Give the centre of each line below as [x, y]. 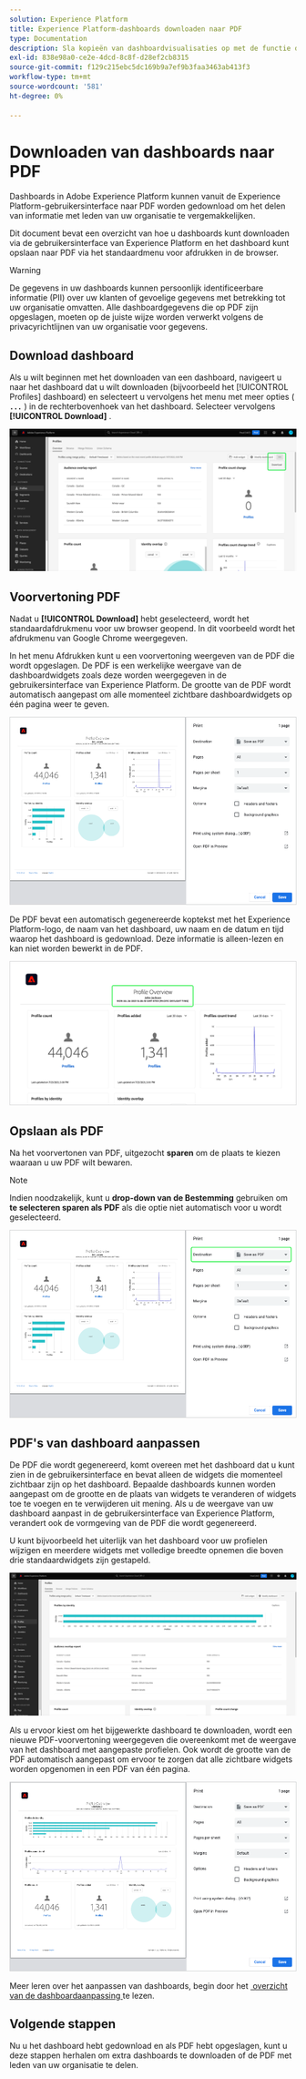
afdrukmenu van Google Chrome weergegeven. [99, 639]
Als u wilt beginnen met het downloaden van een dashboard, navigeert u [146, 377]
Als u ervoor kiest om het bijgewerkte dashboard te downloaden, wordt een [151, 1730]
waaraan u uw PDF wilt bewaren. [71, 1162]
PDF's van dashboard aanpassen [105, 1443]
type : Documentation [49, 38]
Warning [25, 271]
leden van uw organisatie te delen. [74, 2065]
